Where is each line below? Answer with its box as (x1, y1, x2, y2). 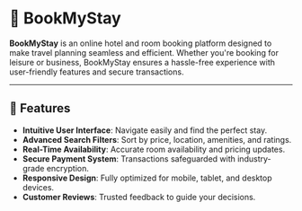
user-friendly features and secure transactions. (9, 66, 184, 77)
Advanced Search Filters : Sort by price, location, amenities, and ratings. (22, 134, 292, 145)
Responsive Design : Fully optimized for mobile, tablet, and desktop (22, 172, 272, 183)
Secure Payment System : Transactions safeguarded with (22, 153, 236, 164)
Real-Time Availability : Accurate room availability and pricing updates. (22, 144, 286, 154)
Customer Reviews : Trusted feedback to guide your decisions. (22, 191, 256, 202)
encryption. (46, 163, 90, 173)
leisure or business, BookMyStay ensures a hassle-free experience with (9, 57, 276, 67)
